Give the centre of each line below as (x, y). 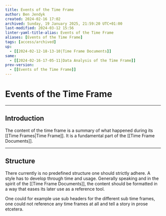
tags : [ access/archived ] (31, 42)
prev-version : (20, 65)
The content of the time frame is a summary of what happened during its (79, 130)
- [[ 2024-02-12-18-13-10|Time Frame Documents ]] (61, 51)
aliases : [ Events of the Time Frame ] (44, 38)
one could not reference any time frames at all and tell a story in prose (77, 204)
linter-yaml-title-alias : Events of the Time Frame (59, 33)
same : (11, 56)
